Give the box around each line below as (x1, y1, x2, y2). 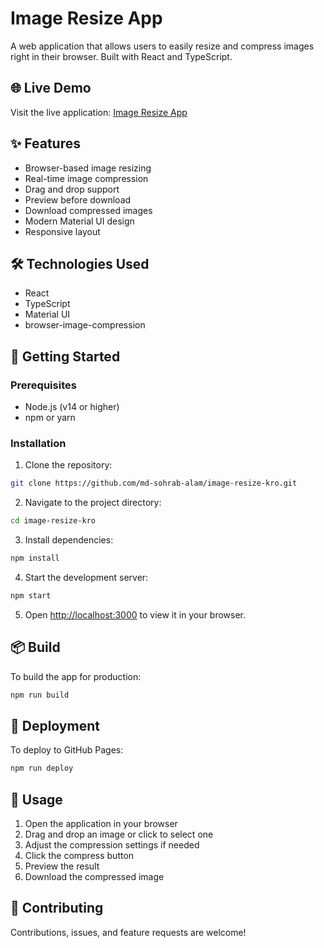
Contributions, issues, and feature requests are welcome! (10, 926, 247, 938)
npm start (10, 590, 52, 601)
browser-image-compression (24, 319, 146, 331)
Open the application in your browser (24, 818, 178, 830)
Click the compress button (24, 850, 135, 862)
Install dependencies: (24, 534, 114, 546)
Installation (10, 436, 67, 450)
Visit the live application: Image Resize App (10, 106, 188, 118)
